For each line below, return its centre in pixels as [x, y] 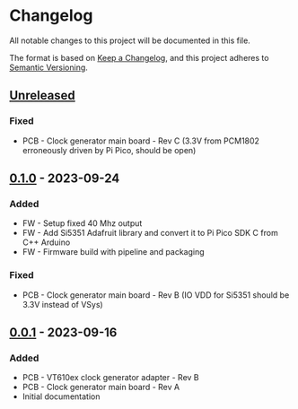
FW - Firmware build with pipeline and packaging [113, 252]
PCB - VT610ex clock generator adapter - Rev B [110, 378]
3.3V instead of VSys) [62, 304]
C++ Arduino [46, 242]
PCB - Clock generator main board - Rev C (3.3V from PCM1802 [141, 141]
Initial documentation [61, 396]
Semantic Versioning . [48, 67]
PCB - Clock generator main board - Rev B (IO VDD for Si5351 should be [156, 295]
